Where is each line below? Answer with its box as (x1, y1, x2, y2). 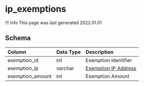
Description (85, 48, 114, 55)
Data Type (56, 48, 81, 55)
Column (7, 48, 27, 55)
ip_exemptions (5, 3, 66, 15)
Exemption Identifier (85, 57, 132, 63)
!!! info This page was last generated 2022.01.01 (5, 20, 102, 26)
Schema (5, 34, 31, 42)
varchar (56, 65, 74, 72)
